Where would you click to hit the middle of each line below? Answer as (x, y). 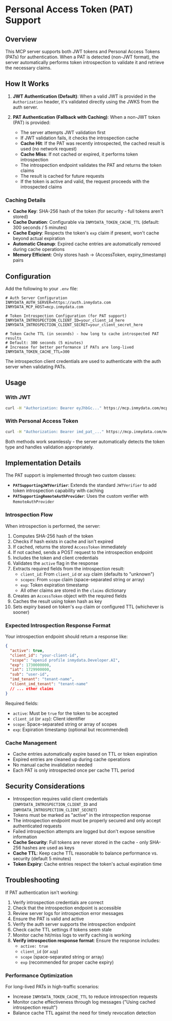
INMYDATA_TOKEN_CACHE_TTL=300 (38, 352)
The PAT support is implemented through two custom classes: (71, 475)
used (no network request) (48, 148)
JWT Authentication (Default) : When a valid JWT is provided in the (84, 96)
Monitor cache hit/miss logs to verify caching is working (72, 935)
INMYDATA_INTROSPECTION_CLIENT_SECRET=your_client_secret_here (74, 325)
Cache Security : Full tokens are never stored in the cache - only (80, 842)
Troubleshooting (33, 880)
